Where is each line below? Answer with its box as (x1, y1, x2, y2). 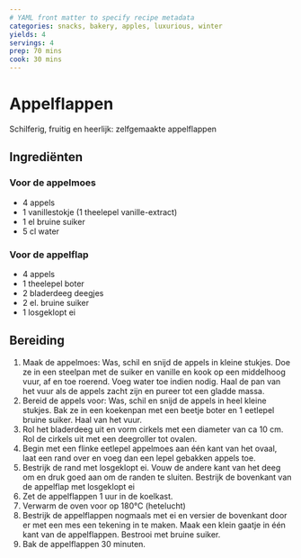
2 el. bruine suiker (22, 297, 90, 308)
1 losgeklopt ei (22, 307, 76, 318)
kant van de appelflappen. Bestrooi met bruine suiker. (22, 528, 221, 540)
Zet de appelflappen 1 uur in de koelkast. (22, 490, 173, 501)
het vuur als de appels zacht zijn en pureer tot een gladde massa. (22, 385, 265, 396)
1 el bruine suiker (22, 216, 85, 227)
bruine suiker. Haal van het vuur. (22, 414, 142, 425)
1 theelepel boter (22, 278, 85, 289)
